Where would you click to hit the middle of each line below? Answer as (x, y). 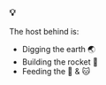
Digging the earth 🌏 (59, 50)
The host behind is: (44, 32)
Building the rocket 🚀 (60, 62)
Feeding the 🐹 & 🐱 (56, 72)
